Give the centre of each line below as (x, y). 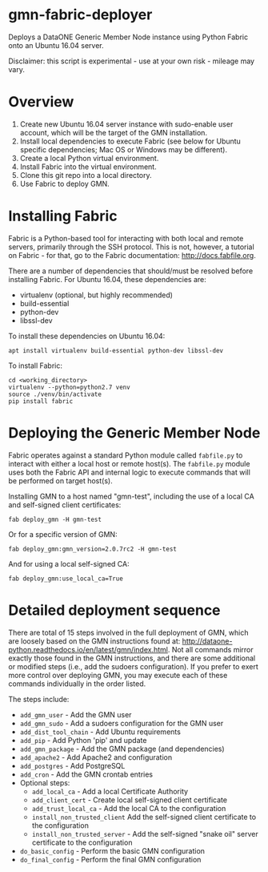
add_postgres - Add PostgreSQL (72, 765)
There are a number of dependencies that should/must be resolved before (131, 271)
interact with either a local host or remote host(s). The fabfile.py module (129, 463)
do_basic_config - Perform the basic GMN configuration (112, 850)
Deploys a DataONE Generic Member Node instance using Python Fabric (128, 37)
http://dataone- (207, 641)
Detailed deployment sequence (115, 610)
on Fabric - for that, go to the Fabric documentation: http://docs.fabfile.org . (132, 255)
